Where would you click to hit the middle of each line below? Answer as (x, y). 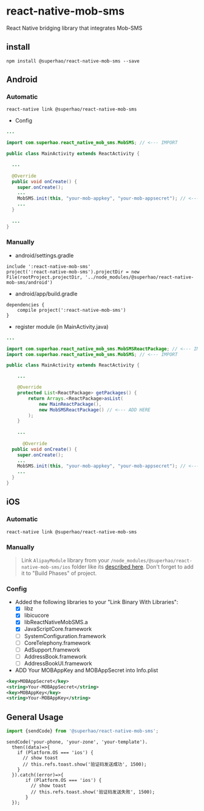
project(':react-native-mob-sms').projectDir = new (73, 272)
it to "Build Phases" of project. (59, 573)
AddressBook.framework (55, 656)
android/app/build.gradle (46, 294)
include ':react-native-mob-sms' (49, 266)
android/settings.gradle (44, 255)
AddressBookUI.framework (58, 663)
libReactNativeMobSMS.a (56, 622)
